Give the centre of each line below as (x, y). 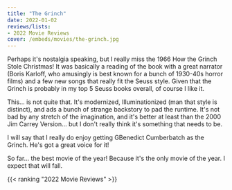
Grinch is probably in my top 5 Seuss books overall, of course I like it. (106, 89)
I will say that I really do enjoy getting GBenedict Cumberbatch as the (106, 138)
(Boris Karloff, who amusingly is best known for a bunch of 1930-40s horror (115, 74)
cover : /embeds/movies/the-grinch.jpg (63, 40)
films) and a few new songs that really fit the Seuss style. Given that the (109, 81)
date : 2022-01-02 (32, 20)
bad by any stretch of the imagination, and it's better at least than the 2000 (114, 117)
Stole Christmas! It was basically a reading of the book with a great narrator (115, 67)
